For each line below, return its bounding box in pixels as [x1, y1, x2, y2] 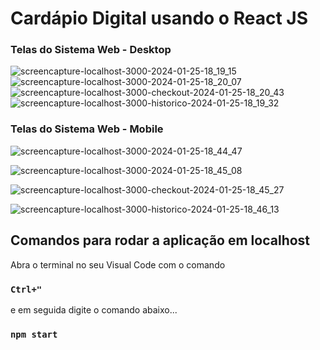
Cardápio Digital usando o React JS [10, 7, 308, 30]
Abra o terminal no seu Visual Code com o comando [10, 258, 226, 271]
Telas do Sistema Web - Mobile [10, 122, 164, 136]
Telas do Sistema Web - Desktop [10, 43, 172, 57]
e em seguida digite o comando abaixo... [10, 303, 178, 316]
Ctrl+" [10, 283, 43, 295]
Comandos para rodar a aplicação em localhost [10, 232, 311, 249]
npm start [10, 328, 58, 340]
